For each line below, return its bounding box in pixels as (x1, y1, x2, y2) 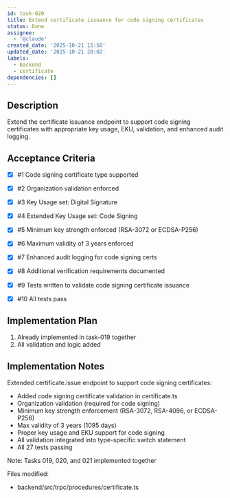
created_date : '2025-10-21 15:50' (7, 42, 106, 49)
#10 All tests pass (16, 294, 67, 303)
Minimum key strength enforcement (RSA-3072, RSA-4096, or (16, 407, 194, 415)
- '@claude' (13, 36, 48, 43)
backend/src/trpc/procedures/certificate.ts (16, 483, 139, 492)
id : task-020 (7, 10, 45, 17)
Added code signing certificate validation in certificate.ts (16, 392, 178, 400)
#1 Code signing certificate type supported (16, 171, 139, 179)
